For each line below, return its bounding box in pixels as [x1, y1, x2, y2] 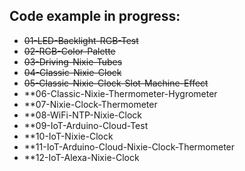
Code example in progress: [9, 8, 181, 25]
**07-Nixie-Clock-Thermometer [23, 98, 158, 110]
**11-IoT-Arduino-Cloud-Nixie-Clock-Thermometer [23, 140, 236, 153]
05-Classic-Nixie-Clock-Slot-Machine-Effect [23, 77, 209, 89]
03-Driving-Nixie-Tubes [23, 55, 123, 68]
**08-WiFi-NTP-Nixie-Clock [23, 109, 142, 121]
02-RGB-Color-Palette [23, 45, 116, 57]
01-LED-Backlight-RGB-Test [23, 34, 139, 46]
